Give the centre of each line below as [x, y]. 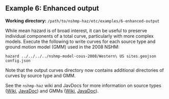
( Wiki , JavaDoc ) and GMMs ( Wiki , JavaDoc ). [52, 91]
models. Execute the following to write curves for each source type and [80, 41]
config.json [18, 61]
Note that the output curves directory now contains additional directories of [85, 70]
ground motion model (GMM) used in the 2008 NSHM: [63, 47]
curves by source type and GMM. [40, 76]
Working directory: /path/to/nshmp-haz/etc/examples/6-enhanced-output [82, 20]
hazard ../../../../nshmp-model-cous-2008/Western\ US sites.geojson [81, 56]
